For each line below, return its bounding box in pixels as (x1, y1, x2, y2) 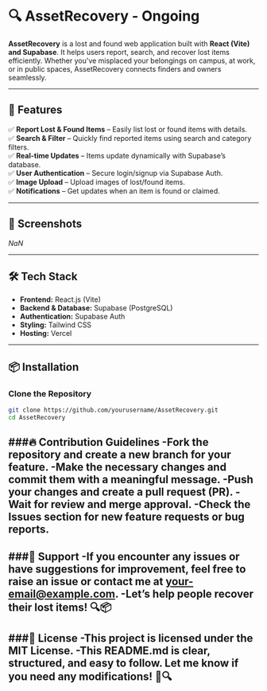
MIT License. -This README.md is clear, (8, 643, 211, 658)
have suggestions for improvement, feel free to (8, 562, 246, 576)
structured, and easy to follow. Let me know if (8, 656, 239, 670)
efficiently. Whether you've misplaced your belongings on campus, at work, (8, 56, 256, 65)
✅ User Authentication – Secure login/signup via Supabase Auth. (8, 168, 223, 178)
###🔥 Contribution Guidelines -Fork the (8, 435, 209, 449)
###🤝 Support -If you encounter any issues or (8, 549, 240, 563)
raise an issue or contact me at (8, 575, 164, 588)
